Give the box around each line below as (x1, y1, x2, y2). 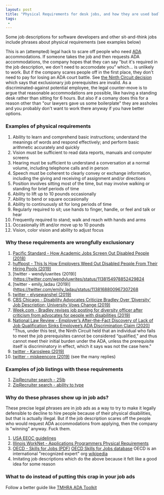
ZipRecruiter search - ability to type (12, 382, 84, 388)
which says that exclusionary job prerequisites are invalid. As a (5, 80, 131, 86)
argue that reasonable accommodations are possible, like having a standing (5, 90, 157, 96)
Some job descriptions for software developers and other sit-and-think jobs (5, 34, 157, 40)
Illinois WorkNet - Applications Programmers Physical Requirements (12, 440, 149, 446)
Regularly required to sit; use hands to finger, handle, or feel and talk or (12, 206, 156, 212)
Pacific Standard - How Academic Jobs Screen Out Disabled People (12, 250, 149, 256)
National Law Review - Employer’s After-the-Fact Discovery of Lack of (12, 317, 154, 323)
